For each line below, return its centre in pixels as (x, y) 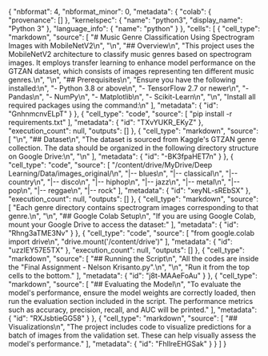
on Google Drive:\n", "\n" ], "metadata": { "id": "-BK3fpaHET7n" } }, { (121, 156)
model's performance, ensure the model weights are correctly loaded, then (132, 293)
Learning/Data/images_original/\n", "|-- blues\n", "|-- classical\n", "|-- (123, 173)
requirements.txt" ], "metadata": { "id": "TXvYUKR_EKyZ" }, (106, 122)
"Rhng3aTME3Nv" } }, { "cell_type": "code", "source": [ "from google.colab (131, 233)
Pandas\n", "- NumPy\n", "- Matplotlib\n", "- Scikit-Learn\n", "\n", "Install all (132, 97)
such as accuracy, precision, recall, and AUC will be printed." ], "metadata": (133, 309)
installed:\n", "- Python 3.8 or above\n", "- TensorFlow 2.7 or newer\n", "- (129, 88)
